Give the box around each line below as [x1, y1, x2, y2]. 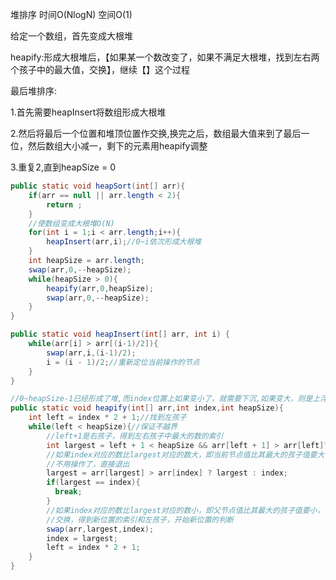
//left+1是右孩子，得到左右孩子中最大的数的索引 [46, 431, 224, 441]
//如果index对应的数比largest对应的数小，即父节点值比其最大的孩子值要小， [46, 505, 325, 515]
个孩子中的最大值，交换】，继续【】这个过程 [10, 64, 190, 75]
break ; [54, 487, 83, 497]
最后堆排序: [10, 85, 58, 97]
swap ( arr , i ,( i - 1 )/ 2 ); [46, 348, 137, 358]
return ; [46, 199, 83, 210]
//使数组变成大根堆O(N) [28, 218, 115, 228]
